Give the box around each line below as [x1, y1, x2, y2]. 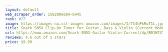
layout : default [5, 7, 39, 12]
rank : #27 [5, 16, 26, 21]
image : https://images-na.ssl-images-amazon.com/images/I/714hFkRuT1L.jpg [5, 21, 164, 26]
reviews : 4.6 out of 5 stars [5, 35, 66, 40]
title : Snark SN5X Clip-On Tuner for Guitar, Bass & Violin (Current [5, 26, 153, 31]
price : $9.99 [5, 40, 32, 45]
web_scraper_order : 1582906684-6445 [5, 12, 81, 17]
